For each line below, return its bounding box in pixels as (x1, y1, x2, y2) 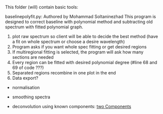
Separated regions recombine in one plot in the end (12, 70, 116, 75)
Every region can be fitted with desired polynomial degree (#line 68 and (12, 60, 158, 65)
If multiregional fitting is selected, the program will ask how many (12, 49, 143, 55)
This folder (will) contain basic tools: (5, 4, 78, 10)
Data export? (12, 75, 38, 81)
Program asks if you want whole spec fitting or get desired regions (12, 44, 147, 49)
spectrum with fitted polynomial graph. (5, 24, 83, 30)
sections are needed (12, 54, 54, 60)
